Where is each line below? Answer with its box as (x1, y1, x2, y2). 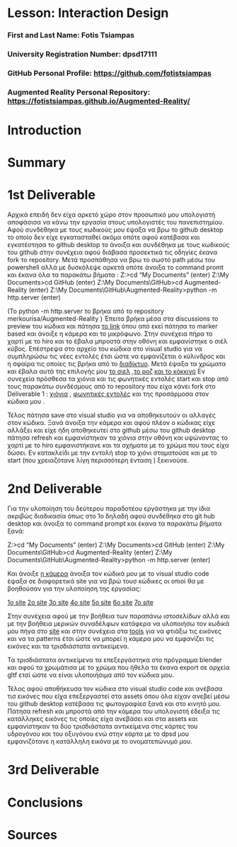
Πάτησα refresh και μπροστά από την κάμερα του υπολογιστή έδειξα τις (7, 707, 221, 716)
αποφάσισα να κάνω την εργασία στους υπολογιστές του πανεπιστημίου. (7, 218, 224, 227)
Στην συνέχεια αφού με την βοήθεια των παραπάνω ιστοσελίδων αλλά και (7, 612, 230, 620)
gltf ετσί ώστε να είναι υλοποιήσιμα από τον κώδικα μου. (7, 671, 175, 679)
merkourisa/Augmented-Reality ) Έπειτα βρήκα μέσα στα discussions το (7, 314, 219, 323)
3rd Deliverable (7, 762, 100, 778)
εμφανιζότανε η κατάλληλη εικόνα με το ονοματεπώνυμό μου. (7, 737, 192, 746)
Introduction (7, 123, 82, 139)
